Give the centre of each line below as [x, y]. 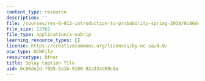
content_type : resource [37, 12]
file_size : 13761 [28, 29]
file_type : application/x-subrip [49, 35]
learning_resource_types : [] [43, 40]
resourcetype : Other [33, 57]
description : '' [27, 18]
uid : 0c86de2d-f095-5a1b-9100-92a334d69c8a [63, 69]
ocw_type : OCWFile [30, 52]
